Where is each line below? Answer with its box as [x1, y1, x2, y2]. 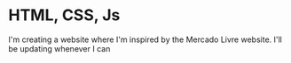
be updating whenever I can [8, 43, 111, 53]
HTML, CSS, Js [8, 5, 121, 25]
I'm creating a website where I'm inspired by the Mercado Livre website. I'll [8, 34, 283, 45]
